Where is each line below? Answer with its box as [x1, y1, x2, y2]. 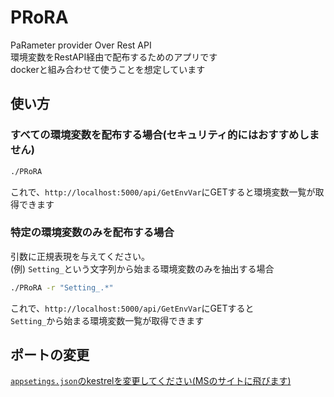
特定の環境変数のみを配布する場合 [10, 226, 175, 240]
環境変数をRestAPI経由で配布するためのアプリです [10, 51, 218, 63]
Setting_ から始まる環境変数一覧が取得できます [10, 314, 205, 326]
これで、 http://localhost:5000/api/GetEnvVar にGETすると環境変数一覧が [10, 186, 316, 198]
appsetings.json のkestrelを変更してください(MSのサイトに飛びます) [10, 375, 292, 387]
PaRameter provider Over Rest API [10, 39, 152, 51]
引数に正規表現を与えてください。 [10, 250, 150, 262]
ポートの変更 [10, 347, 90, 364]
